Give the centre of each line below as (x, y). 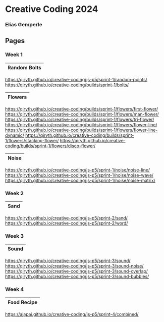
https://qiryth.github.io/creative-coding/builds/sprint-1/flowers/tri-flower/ (80, 119)
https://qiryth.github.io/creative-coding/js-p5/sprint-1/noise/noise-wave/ (79, 175)
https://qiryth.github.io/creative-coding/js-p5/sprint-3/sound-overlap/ (77, 271)
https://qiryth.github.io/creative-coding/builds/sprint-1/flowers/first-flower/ (82, 109)
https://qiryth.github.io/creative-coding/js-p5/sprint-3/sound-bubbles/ (77, 276)
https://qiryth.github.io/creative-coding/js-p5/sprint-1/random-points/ (76, 79)
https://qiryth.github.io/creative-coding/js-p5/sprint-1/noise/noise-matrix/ (80, 180)
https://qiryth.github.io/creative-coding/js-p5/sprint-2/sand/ (66, 218)
